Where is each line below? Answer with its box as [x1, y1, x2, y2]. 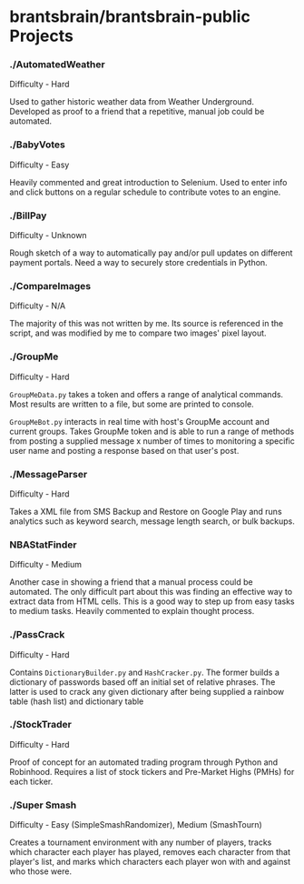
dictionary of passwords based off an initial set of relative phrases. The [9, 676, 276, 688]
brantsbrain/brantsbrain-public [9, 6, 251, 27]
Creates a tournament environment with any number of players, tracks [9, 837, 272, 848]
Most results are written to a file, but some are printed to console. [9, 398, 254, 409]
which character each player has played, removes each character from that [9, 847, 291, 858]
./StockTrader [9, 718, 73, 731]
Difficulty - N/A [9, 300, 66, 311]
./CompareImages [9, 280, 92, 292]
